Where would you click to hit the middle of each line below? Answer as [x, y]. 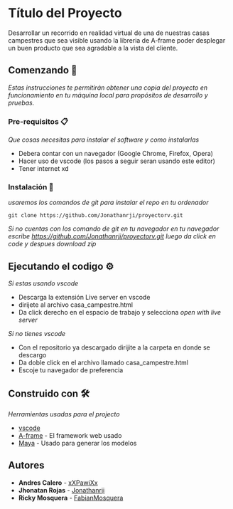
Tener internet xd [44, 169]
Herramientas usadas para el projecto [64, 414]
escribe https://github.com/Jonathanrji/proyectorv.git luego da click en [112, 236]
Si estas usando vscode [43, 283]
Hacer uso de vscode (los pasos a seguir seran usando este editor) [117, 161]
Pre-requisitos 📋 [38, 121]
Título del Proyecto [65, 13]
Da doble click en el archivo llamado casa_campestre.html [103, 363]
